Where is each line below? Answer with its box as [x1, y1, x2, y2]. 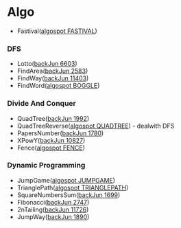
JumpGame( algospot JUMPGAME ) [16, 176, 115, 184]
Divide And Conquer [7, 99, 77, 109]
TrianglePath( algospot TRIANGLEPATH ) [16, 183, 129, 192]
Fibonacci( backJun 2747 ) [16, 198, 90, 206]
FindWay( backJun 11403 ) [16, 74, 89, 82]
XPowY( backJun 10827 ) [16, 136, 86, 144]
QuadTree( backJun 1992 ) [16, 114, 90, 122]
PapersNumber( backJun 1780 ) [16, 128, 104, 137]
